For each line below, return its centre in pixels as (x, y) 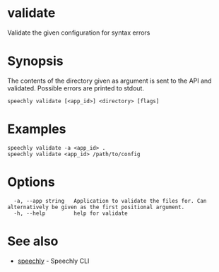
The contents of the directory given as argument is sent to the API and (109, 81)
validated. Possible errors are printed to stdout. (76, 88)
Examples (37, 129)
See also (33, 241)
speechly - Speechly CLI (53, 261)
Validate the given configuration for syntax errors (79, 32)
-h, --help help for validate (71, 213)
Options (31, 182)
